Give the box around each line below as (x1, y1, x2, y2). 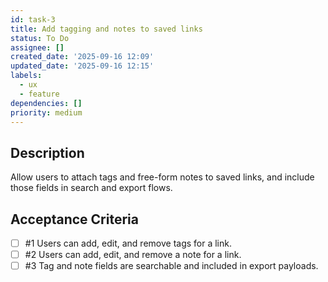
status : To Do (10, 33, 70, 43)
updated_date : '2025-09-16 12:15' (10, 61, 155, 71)
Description (10, 144, 85, 161)
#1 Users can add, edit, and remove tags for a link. (24, 237, 232, 249)
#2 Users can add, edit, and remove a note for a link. (24, 249, 242, 261)
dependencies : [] (10, 98, 83, 108)
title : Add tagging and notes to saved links (10, 24, 203, 34)
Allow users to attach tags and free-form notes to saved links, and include (10, 171, 315, 183)
